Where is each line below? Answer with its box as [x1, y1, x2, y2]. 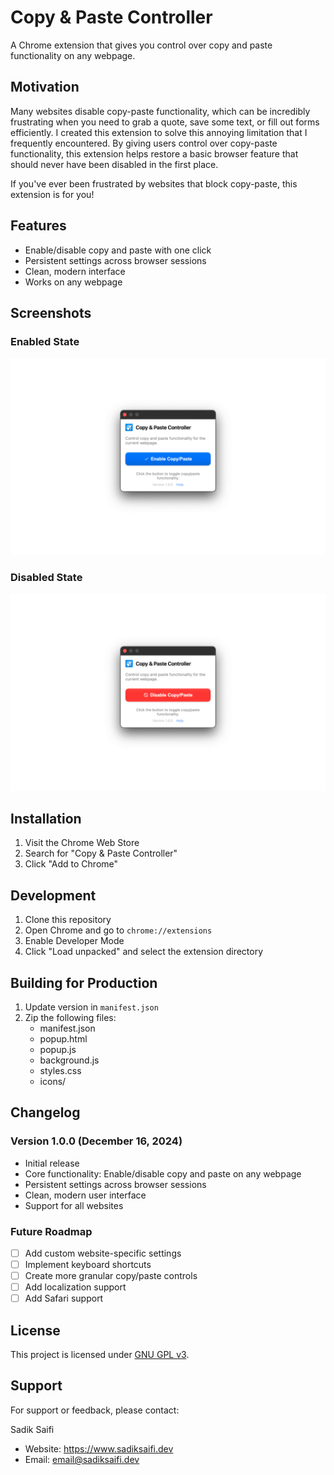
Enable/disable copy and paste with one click [24, 244, 212, 256]
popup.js [39, 1043, 77, 1055]
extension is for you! [10, 188, 95, 200]
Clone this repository [24, 914, 112, 926]
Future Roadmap [10, 1224, 93, 1238]
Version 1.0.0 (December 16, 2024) [10, 1134, 183, 1148]
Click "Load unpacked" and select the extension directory [24, 946, 264, 958]
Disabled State [10, 571, 83, 585]
